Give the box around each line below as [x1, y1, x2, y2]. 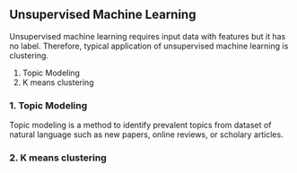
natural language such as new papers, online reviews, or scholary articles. [9, 129, 284, 140]
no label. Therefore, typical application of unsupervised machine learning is [9, 40, 289, 51]
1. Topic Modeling [9, 99, 88, 111]
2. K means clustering [9, 151, 108, 164]
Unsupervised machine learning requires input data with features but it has [9, 30, 286, 41]
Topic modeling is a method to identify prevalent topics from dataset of [9, 120, 272, 131]
